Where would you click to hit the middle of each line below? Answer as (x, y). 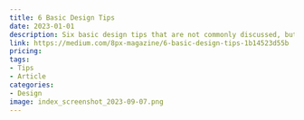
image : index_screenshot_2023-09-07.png (87, 102)
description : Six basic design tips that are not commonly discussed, (145, 34)
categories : (32, 85)
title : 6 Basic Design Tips (62, 18)
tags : (19, 60)
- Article (28, 77)
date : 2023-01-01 (42, 26)
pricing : (26, 51)
